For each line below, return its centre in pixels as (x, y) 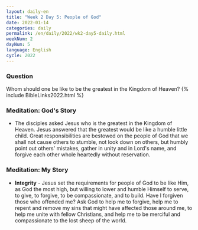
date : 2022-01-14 (27, 22)
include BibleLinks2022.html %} (45, 95)
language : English (29, 50)
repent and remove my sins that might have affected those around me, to (103, 208)
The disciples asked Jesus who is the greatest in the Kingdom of (93, 123)
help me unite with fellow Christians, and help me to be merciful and (98, 214)
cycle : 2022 (21, 55)
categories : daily (29, 28)
